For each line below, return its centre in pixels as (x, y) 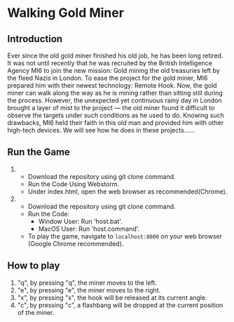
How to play (34, 266)
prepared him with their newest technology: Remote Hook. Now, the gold (112, 85)
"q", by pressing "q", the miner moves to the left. (87, 283)
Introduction (35, 39)
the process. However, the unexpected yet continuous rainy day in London (115, 100)
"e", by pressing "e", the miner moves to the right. (89, 290)
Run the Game (39, 152)
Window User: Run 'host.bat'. (80, 221)
